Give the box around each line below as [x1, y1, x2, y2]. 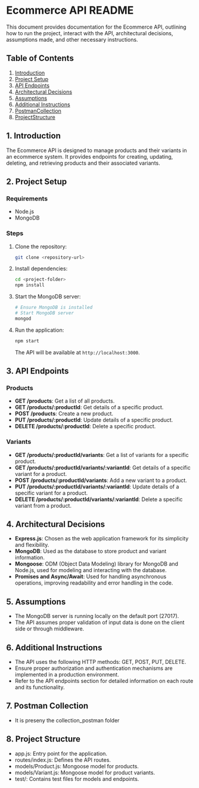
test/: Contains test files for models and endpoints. [14, 775, 139, 782]
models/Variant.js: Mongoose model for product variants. [14, 769, 156, 776]
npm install [14, 282, 45, 288]
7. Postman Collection [6, 701, 89, 711]
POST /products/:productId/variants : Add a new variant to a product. [14, 477, 188, 484]
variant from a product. [14, 502, 71, 509]
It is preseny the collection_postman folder [14, 716, 120, 724]
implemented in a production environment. [14, 671, 119, 678]
